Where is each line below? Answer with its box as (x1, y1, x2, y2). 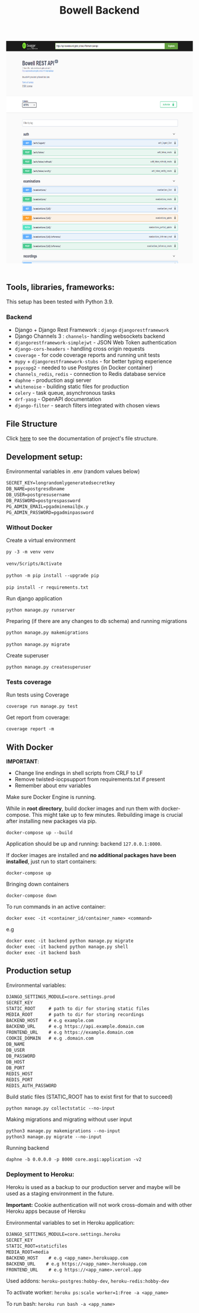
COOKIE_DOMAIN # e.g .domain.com (6, 1035, 94, 1041)
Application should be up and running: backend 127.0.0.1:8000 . (6, 840, 162, 848)
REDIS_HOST (6, 1071, 33, 1076)
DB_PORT (6, 1065, 25, 1071)
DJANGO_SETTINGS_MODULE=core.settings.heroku (6, 1231, 120, 1238)
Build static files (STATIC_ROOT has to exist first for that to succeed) (6, 1093, 173, 1100)
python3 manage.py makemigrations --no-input (6, 1127, 120, 1134)
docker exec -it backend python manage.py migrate (6, 938, 134, 944)
